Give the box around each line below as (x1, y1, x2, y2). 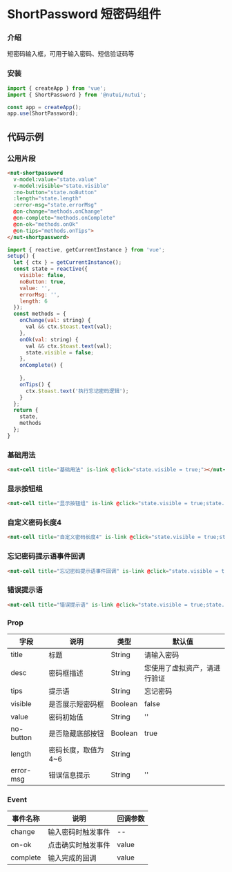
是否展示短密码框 (48, 699, 105, 709)
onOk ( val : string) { (19, 336, 79, 343)
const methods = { (13, 310, 67, 318)
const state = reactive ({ (13, 265, 88, 273)
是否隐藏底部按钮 (48, 729, 105, 738)
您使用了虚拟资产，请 (144, 663, 214, 672)
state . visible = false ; (25, 349, 95, 356)
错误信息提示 (48, 770, 91, 779)
